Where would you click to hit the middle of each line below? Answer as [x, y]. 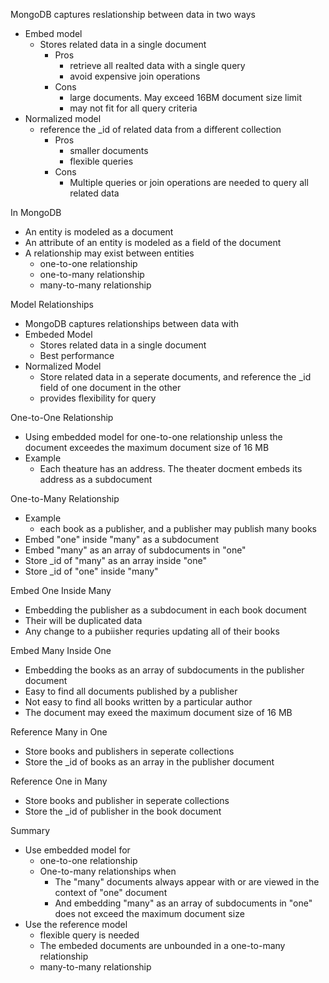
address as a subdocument [96, 479]
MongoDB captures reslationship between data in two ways [133, 14]
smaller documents [109, 150]
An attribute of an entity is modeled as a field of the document [153, 242]
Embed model [53, 33]
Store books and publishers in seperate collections [129, 751]
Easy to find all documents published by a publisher [131, 691]
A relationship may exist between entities [109, 253]
